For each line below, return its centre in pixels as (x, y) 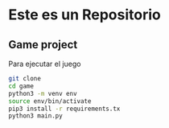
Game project (43, 45)
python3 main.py (35, 116)
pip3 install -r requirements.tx (64, 109)
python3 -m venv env (43, 93)
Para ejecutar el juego (45, 64)
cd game (21, 86)
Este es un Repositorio (84, 15)
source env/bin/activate (50, 101)
